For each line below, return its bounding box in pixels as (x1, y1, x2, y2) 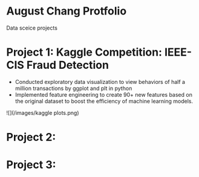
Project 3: (6, 158, 56, 172)
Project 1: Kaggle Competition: (6, 45, 162, 59)
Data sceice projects (6, 24, 57, 31)
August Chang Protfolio (6, 4, 127, 18)
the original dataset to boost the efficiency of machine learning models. (15, 97, 194, 105)
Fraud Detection (26, 59, 109, 72)
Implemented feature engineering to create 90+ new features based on (15, 91, 192, 98)
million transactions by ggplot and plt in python (15, 85, 132, 92)
